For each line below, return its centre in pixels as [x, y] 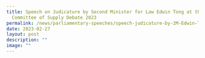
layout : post [23, 34]
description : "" [27, 40]
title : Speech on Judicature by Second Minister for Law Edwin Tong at [99, 12]
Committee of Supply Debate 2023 [54, 18]
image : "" [19, 46]
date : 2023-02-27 [28, 29]
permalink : [20, 23]
